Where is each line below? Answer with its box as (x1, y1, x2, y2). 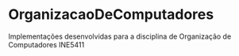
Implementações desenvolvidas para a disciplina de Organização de (8, 32, 232, 41)
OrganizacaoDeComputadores (8, 6, 214, 24)
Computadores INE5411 (8, 39, 85, 49)
